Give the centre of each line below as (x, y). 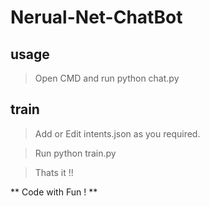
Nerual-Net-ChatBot (96, 17)
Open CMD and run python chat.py (107, 78)
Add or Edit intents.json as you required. (117, 133)
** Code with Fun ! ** (54, 192)
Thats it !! (54, 172)
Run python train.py (75, 153)
